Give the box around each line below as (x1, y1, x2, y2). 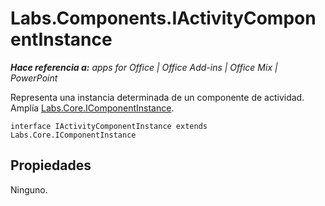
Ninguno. (10, 183, 48, 196)
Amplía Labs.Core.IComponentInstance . (10, 102, 175, 114)
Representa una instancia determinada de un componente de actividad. (10, 91, 305, 103)
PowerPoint (10, 72, 58, 84)
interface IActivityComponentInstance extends (10, 121, 208, 131)
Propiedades (10, 157, 92, 174)
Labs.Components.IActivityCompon (10, 7, 317, 30)
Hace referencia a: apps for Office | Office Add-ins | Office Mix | (10, 61, 278, 73)
